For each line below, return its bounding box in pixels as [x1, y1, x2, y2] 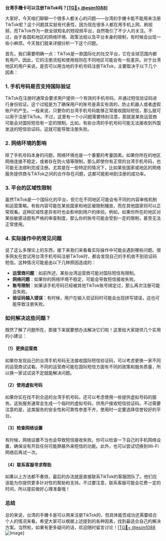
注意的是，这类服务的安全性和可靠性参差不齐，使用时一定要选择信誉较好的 [5, 406, 157, 412]
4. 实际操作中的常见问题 [5, 235, 62, 242]
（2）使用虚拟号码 [5, 382, 43, 388]
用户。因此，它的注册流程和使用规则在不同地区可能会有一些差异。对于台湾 [9, 57, 161, 63]
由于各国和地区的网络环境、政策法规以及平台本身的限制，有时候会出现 [13, 34, 157, 40]
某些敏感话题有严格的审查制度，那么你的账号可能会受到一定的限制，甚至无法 [5, 215, 161, 221]
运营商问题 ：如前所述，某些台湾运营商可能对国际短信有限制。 [12, 270, 138, 276]
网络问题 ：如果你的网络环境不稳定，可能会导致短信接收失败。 [12, 276, 138, 282]
